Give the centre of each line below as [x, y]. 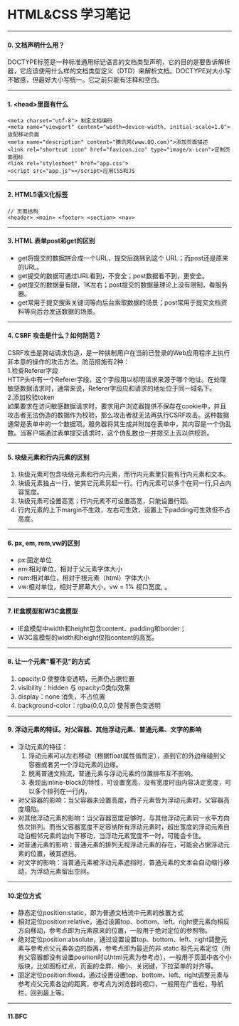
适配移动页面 [23, 135]
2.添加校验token [31, 397]
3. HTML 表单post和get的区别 [52, 241]
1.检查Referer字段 [33, 370]
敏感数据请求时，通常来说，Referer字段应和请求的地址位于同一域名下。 [112, 388]
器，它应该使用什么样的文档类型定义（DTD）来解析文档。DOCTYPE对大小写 [119, 71]
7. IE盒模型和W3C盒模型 [43, 611]
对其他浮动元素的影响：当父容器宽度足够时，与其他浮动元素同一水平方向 [123, 818]
